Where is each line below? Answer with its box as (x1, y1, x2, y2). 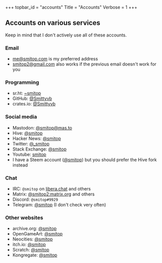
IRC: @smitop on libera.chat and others (12, 186, 91, 191)
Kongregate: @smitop (12, 252, 57, 258)
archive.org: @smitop (12, 225, 57, 231)
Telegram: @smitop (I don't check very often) (12, 202, 106, 207)
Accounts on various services (5, 18, 100, 27)
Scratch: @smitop (12, 247, 49, 253)
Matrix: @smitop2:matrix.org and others (12, 191, 95, 197)
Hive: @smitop (12, 130, 43, 136)
